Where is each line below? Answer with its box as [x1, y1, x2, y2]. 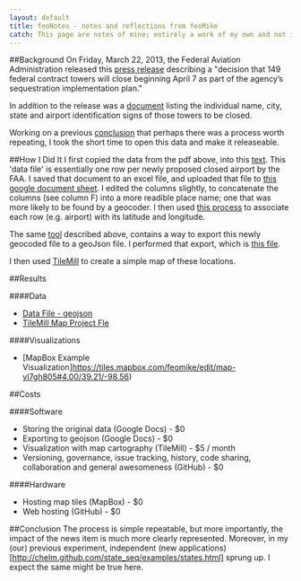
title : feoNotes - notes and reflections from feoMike [9, 22, 219, 31]
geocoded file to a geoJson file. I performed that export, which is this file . [9, 239, 280, 250]
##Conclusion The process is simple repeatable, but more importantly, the [9, 524, 284, 534]
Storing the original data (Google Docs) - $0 [21, 424, 185, 435]
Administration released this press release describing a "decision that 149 [9, 64, 281, 75]
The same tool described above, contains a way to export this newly [9, 229, 262, 240]
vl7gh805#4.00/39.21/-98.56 [21, 372, 130, 383]
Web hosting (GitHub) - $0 [21, 506, 121, 517]
